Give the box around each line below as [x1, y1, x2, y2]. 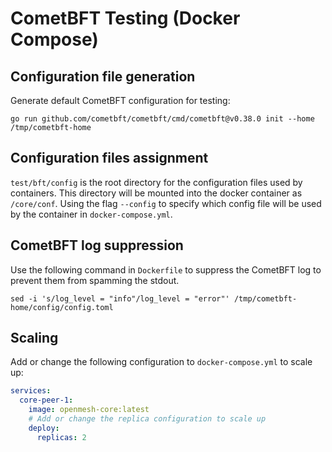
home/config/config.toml [10, 302, 114, 312]
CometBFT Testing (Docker [10, 7, 241, 30]
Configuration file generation [10, 68, 196, 85]
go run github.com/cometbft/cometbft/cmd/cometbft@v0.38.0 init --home [10, 114, 315, 124]
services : [10, 386, 52, 396]
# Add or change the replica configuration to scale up [28, 414, 267, 424]
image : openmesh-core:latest [28, 405, 150, 415]
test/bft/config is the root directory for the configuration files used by [10, 176, 303, 188]
